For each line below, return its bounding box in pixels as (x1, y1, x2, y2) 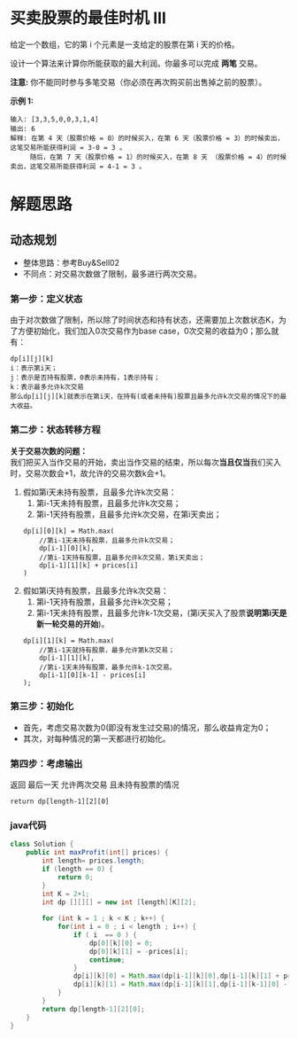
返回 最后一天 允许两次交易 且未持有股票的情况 (10, 779, 180, 790)
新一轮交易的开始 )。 (35, 618, 110, 629)
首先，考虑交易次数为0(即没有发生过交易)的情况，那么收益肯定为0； (22, 722, 271, 732)
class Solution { (10, 839, 74, 849)
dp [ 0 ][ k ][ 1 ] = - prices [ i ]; (88, 947, 189, 956)
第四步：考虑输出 (10, 757, 83, 769)
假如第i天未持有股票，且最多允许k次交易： (22, 487, 177, 497)
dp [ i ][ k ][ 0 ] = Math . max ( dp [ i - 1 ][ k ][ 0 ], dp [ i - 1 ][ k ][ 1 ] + (73, 972, 280, 980)
